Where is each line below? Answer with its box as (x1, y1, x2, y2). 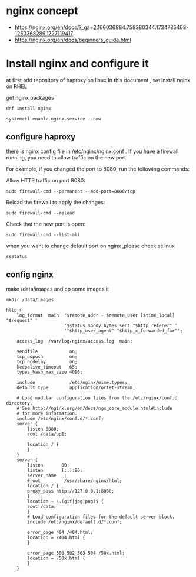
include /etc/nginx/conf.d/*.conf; (16, 415, 104, 422)
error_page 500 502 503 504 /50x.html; (27, 550, 125, 556)
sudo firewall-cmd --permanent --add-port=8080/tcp (6, 188, 135, 194)
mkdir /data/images (6, 296, 54, 302)
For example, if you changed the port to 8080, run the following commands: (6, 165, 190, 172)
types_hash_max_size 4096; (16, 369, 83, 375)
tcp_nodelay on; (16, 358, 78, 364)
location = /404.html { (27, 534, 85, 540)
